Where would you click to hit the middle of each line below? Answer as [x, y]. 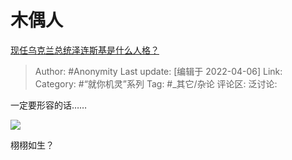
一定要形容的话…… [49, 105]
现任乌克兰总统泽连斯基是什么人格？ [85, 50]
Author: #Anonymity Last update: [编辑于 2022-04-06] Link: [158, 71]
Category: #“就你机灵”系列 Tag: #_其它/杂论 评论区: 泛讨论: [156, 83]
